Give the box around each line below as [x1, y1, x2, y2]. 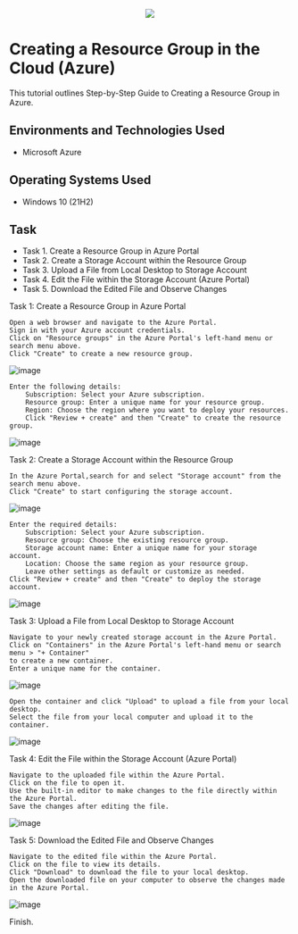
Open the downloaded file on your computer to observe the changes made [9, 876, 286, 885]
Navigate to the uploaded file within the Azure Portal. [9, 771, 226, 780]
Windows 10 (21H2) [21, 196, 94, 207]
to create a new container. [9, 656, 114, 665]
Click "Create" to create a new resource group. [9, 349, 194, 359]
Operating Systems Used [9, 172, 152, 188]
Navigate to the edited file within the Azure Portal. [9, 853, 218, 862]
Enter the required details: [9, 521, 118, 530]
